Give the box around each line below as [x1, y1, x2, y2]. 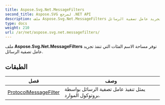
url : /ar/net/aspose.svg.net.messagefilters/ [5, 30, 100, 35]
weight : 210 [5, 26, 29, 30]
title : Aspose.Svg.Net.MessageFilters [5, 7, 84, 12]
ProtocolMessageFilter [7, 89, 60, 96]
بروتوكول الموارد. [64, 92, 101, 99]
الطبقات [5, 63, 28, 71]
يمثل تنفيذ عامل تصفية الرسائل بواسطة [64, 85, 146, 92]
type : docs [5, 21, 27, 26]
